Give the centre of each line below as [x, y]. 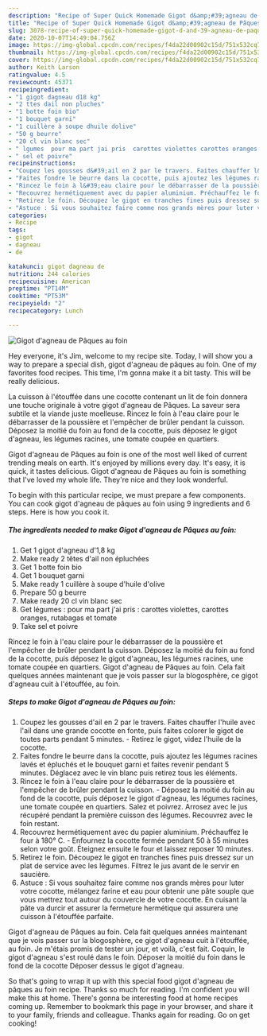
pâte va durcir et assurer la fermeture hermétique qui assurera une [129, 908]
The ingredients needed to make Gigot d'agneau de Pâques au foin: [122, 530]
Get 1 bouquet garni [52, 575]
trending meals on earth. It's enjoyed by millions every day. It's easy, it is [127, 463]
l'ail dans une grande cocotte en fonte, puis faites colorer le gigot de [132, 730]
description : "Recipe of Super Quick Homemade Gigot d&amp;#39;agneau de [133, 16]
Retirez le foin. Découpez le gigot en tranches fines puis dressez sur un [137, 857]
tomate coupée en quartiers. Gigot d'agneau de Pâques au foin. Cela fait [127, 667]
